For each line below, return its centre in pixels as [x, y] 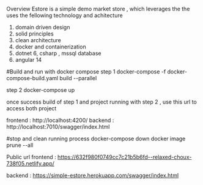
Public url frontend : [31, 157]
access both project [31, 108]
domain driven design [42, 27]
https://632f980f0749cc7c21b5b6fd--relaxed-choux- [124, 157]
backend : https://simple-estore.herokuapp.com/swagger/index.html [93, 175]
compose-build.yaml [32, 78]
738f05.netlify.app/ [31, 164]
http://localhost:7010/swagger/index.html [58, 127]
